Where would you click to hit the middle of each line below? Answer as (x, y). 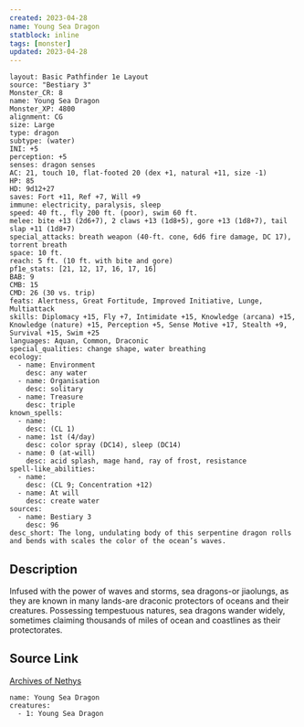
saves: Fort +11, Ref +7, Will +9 (75, 198)
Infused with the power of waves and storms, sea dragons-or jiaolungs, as (149, 591)
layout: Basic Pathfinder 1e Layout (79, 77)
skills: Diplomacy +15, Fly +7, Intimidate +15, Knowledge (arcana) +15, (153, 317)
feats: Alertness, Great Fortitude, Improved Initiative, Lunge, (136, 301)
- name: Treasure (51, 397)
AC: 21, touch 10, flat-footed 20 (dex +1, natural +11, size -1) (138, 173)
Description (43, 569)
